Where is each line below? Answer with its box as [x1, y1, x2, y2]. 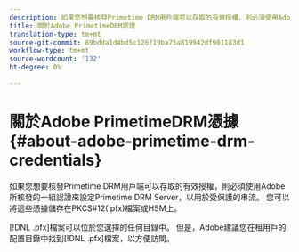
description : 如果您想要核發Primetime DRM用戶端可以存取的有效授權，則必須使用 [9, 12, 279, 22]
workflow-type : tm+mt [9, 46, 90, 55]
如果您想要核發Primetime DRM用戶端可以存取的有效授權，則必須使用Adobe [9, 180, 286, 191]
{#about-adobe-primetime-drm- [9, 131, 255, 151]
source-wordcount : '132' [9, 54, 101, 63]
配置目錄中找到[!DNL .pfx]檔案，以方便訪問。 [9, 232, 175, 243]
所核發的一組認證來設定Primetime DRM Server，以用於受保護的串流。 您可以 [9, 191, 290, 202]
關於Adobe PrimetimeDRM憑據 [9, 112, 239, 132]
